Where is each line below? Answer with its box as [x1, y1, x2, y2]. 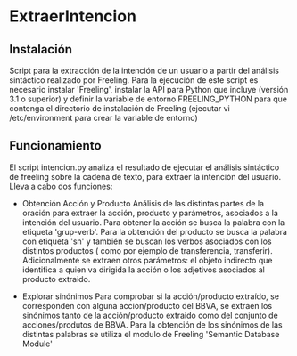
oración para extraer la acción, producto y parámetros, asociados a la [21, 207, 279, 218]
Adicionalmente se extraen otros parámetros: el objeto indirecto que [21, 255, 273, 265]
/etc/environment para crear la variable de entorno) [9, 113, 198, 123]
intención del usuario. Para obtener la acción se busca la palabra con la [21, 216, 285, 228]
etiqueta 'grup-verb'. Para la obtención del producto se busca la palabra [21, 226, 288, 237]
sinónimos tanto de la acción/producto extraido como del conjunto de [21, 310, 278, 320]
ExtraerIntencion [9, 6, 136, 27]
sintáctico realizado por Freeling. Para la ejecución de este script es [9, 75, 259, 85]
